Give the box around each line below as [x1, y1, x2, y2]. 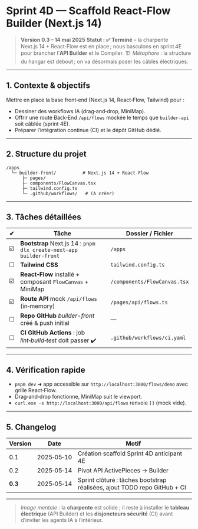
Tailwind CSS [20, 261, 58, 269]
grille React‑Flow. [14, 387, 57, 394]
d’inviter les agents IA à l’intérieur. [20, 517, 103, 523]
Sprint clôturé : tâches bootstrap [77, 476, 167, 484]
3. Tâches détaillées [6, 212, 81, 222]
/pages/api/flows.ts [110, 299, 168, 306]
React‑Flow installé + [20, 270, 80, 278]
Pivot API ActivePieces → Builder [77, 466, 169, 474]
